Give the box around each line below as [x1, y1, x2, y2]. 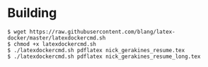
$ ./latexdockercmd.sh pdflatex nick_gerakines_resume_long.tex [7, 53, 201, 60]
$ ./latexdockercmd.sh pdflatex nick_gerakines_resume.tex [7, 47, 185, 54]
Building [7, 5, 57, 21]
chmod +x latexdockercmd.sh [13, 40, 97, 47]
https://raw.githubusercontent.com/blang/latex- [29, 28, 175, 35]
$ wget [7, 28, 27, 35]
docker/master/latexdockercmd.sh [7, 34, 106, 42]
